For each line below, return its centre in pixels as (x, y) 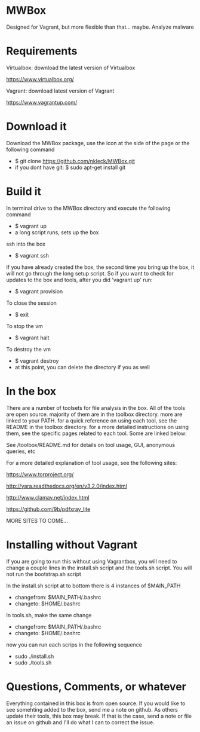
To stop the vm (25, 326)
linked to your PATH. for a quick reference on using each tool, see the (92, 420)
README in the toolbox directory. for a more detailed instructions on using (98, 427)
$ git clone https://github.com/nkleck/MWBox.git (75, 161)
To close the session (31, 303)
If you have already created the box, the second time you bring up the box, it (100, 267)
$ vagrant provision (39, 291)
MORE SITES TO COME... (37, 520)
